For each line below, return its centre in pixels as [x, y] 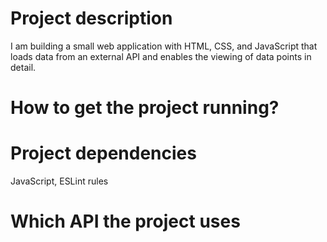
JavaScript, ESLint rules [59, 181]
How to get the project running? [145, 108]
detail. [23, 67]
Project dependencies [103, 153]
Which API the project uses [125, 221]
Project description [91, 18]
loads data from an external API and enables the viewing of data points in [161, 56]
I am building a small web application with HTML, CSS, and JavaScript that [164, 46]
